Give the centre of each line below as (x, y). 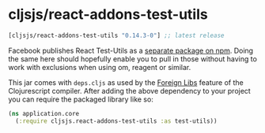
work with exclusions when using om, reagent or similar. (100, 67)
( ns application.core (44, 113)
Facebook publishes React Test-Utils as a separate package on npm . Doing (131, 50)
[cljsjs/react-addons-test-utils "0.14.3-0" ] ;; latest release (116, 35)
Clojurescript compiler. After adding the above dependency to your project (129, 91)
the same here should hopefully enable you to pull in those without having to (132, 59)
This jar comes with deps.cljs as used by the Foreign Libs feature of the (126, 82)
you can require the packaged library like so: (81, 99)
